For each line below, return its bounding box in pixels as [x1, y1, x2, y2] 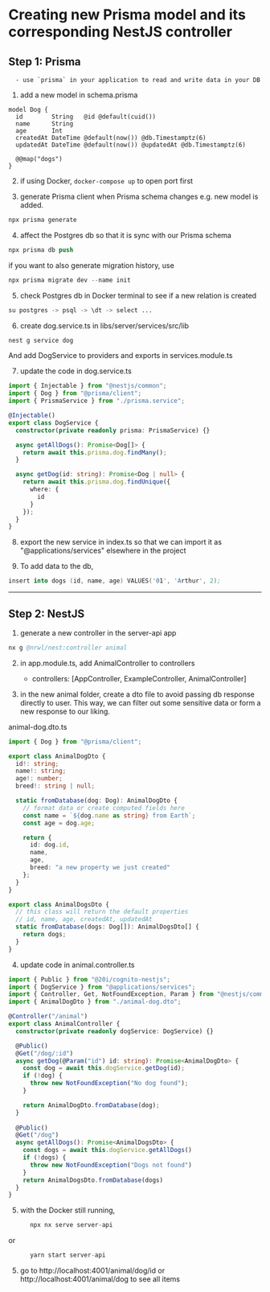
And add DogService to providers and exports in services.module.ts [8, 351, 233, 360]
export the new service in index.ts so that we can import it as [19, 537, 223, 547]
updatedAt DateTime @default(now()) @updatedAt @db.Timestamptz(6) [15, 141, 247, 149]
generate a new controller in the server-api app [19, 627, 177, 637]
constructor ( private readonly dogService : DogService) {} [15, 1027, 215, 1035]
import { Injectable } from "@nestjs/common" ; [8, 382, 167, 390]
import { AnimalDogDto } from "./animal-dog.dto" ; [8, 998, 182, 1006]
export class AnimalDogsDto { [8, 900, 110, 908]
